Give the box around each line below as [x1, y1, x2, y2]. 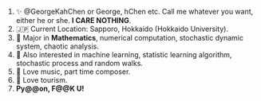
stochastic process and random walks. [15, 59, 144, 68]
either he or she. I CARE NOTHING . [15, 16, 132, 25]
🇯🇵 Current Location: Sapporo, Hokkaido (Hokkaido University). [15, 24, 229, 33]
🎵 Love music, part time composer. [15, 67, 131, 76]
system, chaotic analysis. [15, 41, 100, 51]
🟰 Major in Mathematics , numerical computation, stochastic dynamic [15, 33, 243, 42]
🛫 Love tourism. [15, 76, 68, 84]
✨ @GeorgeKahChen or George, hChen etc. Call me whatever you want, [15, 7, 254, 16]
